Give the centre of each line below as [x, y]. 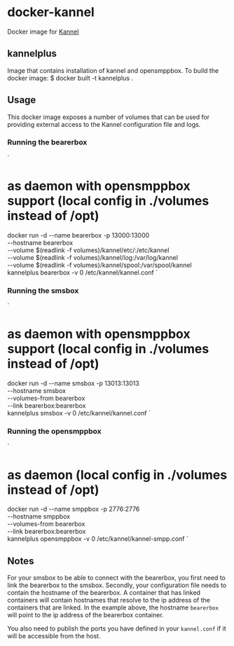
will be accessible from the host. [54, 636]
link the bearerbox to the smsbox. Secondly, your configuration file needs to [117, 585]
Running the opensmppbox [54, 431]
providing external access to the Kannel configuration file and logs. [104, 124]
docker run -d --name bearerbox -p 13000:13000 [78, 235]
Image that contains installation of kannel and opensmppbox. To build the [113, 70]
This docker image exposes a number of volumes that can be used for [109, 117]
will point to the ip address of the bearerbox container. [85, 615]
